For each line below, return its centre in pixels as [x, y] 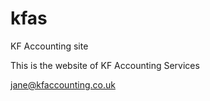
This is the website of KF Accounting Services [105, 65]
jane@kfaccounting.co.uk [63, 84]
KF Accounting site [49, 46]
